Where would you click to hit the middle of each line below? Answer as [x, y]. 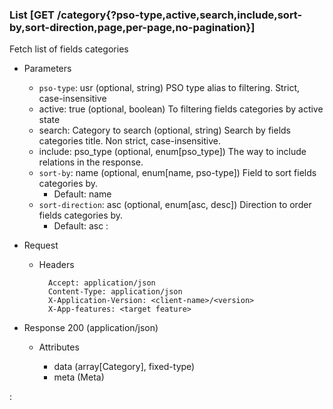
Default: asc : [81, 226]
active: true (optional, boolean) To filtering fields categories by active [181, 109]
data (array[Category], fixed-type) [124, 367]
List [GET [32, 15]
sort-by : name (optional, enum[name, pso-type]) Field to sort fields [177, 173]
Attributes [59, 347]
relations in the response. [91, 162]
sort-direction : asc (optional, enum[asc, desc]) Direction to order [175, 205]
